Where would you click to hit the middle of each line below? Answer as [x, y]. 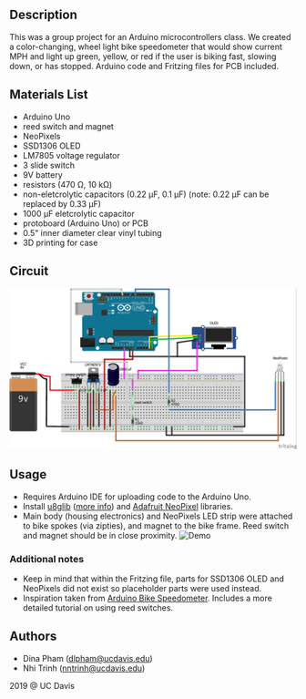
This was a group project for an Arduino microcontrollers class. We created [150, 36]
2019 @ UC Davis [42, 685]
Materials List [49, 95]
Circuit [29, 271]
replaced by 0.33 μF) [62, 203]
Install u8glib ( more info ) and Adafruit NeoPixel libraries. [128, 506]
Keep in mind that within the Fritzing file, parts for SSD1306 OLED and [153, 579]
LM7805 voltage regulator [71, 155]
